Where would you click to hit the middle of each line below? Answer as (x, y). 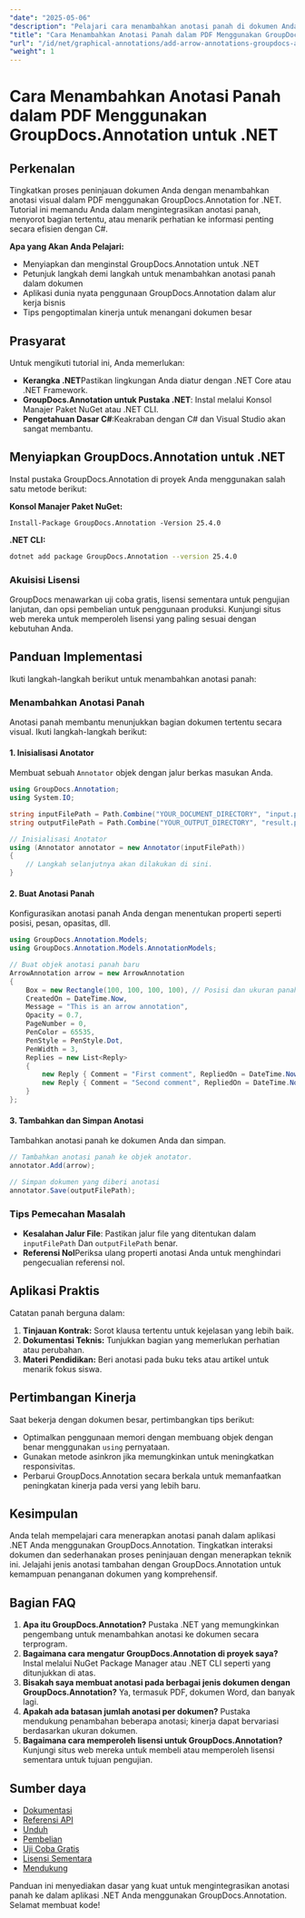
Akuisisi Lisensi (44, 579)
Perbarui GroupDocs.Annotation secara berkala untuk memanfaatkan (152, 1476)
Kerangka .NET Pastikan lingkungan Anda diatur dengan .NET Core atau (157, 380)
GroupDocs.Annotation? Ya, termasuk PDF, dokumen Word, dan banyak (158, 1692)
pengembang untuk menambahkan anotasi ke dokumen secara (141, 1635)
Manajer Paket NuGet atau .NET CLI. (90, 409)
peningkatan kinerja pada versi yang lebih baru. (112, 1485)
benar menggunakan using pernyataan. (96, 1447)
